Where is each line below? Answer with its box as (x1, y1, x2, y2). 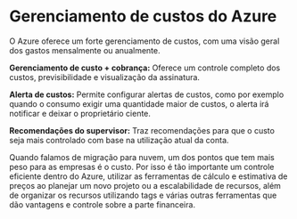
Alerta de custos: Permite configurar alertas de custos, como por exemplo (9, 89, 285, 100)
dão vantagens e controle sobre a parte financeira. (9, 199, 196, 210)
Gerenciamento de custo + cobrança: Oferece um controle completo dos (9, 62, 281, 73)
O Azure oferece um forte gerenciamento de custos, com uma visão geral (9, 36, 280, 46)
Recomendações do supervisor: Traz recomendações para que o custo (9, 125, 275, 135)
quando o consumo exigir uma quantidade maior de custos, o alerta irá (9, 98, 269, 109)
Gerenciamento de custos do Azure (9, 6, 277, 27)
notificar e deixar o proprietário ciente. (9, 108, 152, 118)
